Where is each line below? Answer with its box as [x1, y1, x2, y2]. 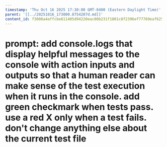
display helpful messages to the [5, 48, 140, 60]
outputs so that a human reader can [5, 70, 156, 81]
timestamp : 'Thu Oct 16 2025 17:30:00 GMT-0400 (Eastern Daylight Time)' [5, 7, 162, 12]
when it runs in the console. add [5, 90, 140, 102]
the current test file [5, 133, 86, 144]
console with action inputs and [5, 59, 135, 70]
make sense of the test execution [5, 80, 145, 91]
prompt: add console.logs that [5, 38, 133, 49]
